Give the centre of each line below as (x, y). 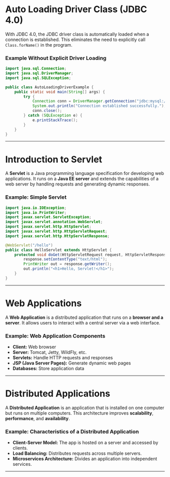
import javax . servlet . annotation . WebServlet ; (54, 222)
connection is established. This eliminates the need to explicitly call (75, 40)
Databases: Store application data (48, 369)
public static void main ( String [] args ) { (60, 92)
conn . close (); (47, 111)
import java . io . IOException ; (36, 208)
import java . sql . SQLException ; (38, 78)
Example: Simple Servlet (36, 197)
